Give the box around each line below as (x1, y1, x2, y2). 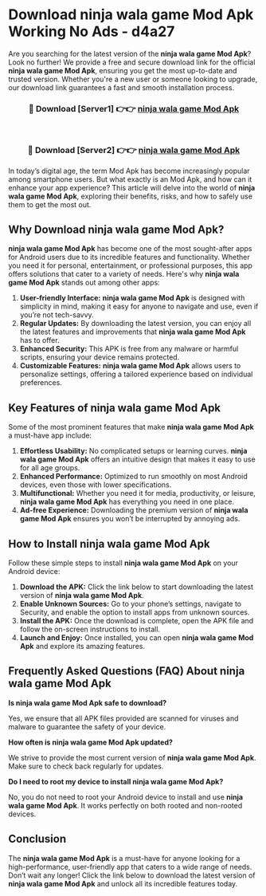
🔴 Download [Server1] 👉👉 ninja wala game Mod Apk (28, 103, 240, 114)
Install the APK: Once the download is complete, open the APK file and (19, 615, 254, 625)
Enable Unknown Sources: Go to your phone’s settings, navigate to (19, 599, 242, 608)
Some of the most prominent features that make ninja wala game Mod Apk (8, 422, 255, 432)
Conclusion (8, 832, 67, 846)
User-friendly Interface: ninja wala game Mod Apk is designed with (19, 293, 245, 303)
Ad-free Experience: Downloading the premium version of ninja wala (19, 505, 248, 515)
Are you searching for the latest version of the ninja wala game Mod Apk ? (8, 49, 252, 58)
